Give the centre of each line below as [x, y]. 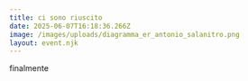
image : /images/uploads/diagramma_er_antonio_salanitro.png [125, 34]
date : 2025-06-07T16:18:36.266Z [70, 26]
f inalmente [29, 68]
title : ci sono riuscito [56, 18]
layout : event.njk [44, 43]
